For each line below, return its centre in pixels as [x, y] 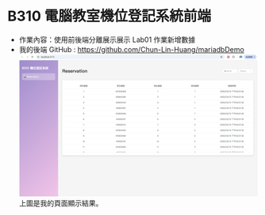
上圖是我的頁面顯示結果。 [61, 203]
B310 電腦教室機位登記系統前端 [109, 16]
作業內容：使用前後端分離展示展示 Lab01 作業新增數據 [107, 40]
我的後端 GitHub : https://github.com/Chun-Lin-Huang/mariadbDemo [132, 49]
